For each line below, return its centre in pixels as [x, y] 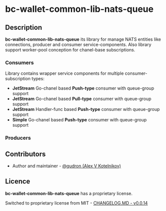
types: [38, 79]
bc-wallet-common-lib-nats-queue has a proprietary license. [69, 193]
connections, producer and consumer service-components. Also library [78, 45]
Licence [18, 182]
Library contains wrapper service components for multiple [64, 73]
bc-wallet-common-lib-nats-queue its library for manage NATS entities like [83, 39]
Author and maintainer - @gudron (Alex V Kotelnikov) [67, 166]
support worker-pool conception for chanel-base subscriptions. [70, 50]
